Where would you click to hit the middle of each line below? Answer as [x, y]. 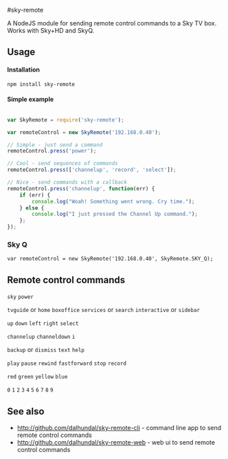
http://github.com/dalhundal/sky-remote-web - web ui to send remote [116, 442]
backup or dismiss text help [46, 350]
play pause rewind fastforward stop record [67, 363]
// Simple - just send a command [55, 145]
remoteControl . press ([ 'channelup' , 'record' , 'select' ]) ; [92, 170]
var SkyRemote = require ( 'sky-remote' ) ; [66, 120]
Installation [23, 69]
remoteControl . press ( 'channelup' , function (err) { [81, 188]
